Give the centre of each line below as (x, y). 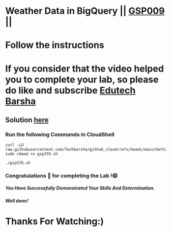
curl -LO (15, 145)
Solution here (27, 120)
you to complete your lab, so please (82, 79)
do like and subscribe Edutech (70, 90)
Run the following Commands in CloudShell (60, 134)
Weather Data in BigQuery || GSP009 (85, 11)
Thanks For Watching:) (55, 222)
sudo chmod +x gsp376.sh (32, 154)
